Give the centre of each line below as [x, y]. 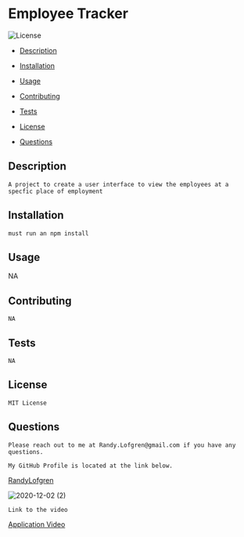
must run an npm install [48, 233]
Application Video [37, 524]
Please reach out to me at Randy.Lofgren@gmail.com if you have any [122, 445]
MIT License [27, 403]
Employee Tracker [68, 14]
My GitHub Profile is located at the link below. [91, 466]
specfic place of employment [56, 191]
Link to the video [38, 510]
